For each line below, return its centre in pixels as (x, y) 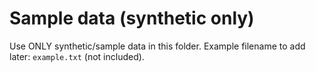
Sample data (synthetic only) (132, 18)
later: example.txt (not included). (77, 56)
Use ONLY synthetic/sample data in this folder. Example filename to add (157, 46)
